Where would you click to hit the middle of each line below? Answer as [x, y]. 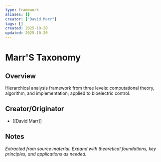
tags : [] [14, 24]
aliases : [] [17, 14]
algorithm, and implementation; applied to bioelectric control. [68, 93]
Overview [21, 76]
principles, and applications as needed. [46, 154]
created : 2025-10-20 [27, 28]
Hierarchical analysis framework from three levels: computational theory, [80, 88]
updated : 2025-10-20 [27, 33]
